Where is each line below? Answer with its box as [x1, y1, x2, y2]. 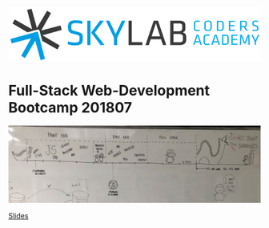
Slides [8, 210, 29, 220]
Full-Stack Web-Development [8, 82, 211, 100]
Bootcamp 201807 [8, 99, 133, 117]
